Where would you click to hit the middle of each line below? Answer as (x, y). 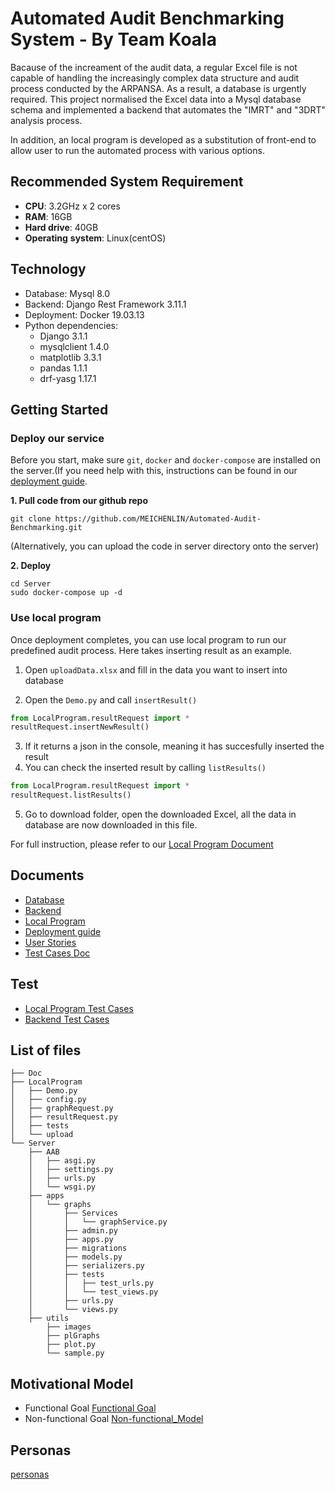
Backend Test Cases (67, 1019)
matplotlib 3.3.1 (70, 357)
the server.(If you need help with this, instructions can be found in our (154, 471)
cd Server (31, 584)
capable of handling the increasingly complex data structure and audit (155, 78)
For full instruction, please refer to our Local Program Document (142, 844)
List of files (46, 1050)
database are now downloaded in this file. (111, 825)
